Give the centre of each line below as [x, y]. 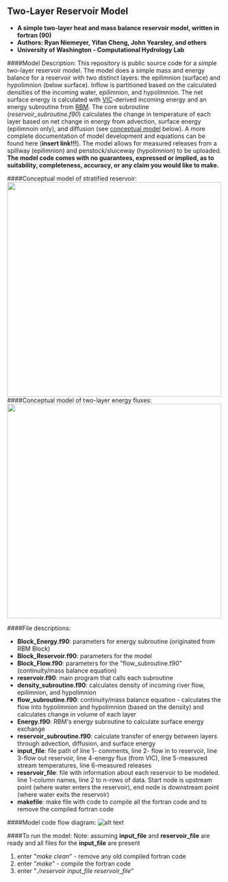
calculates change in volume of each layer [77, 714]
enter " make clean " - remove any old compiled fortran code [101, 856]
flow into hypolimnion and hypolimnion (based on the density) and [110, 707]
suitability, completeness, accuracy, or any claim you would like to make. [113, 165]
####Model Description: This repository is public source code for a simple [112, 63]
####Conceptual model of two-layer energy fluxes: [79, 400]
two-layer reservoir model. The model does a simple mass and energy [106, 70]
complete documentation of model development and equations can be [106, 136]
